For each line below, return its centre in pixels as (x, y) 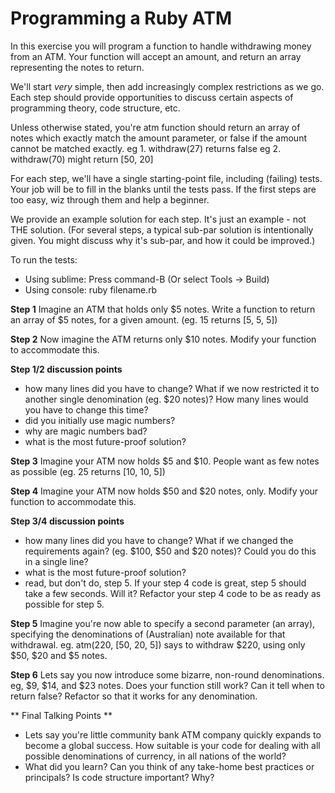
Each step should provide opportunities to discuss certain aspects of (152, 97)
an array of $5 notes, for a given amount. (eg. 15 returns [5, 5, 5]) (144, 319)
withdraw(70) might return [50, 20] (82, 159)
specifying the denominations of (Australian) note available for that (148, 634)
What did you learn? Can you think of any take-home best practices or (169, 766)
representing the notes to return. (77, 67)
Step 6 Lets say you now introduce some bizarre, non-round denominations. (167, 674)
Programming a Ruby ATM (121, 18)
